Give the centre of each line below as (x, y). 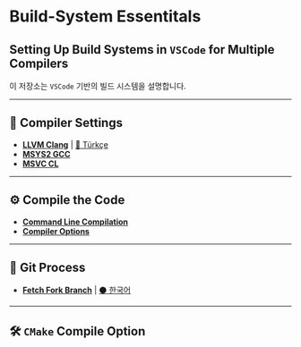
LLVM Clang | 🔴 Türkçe (65, 144)
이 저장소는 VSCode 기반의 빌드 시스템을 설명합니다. (98, 86)
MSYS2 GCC (46, 154)
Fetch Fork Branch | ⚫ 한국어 (77, 290)
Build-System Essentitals (105, 17)
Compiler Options (56, 231)
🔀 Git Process (47, 268)
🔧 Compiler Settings (66, 123)
